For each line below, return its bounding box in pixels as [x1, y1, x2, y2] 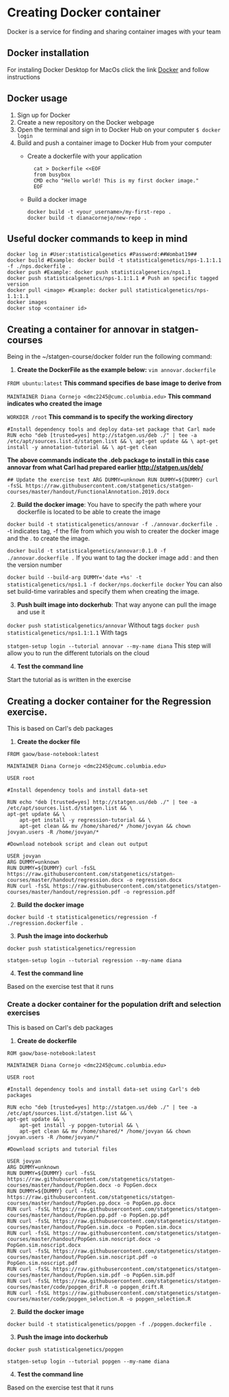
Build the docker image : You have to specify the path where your [16, 501, 202, 509]
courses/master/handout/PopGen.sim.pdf [7, 1272, 121, 1279]
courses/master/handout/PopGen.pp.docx [7, 1200, 121, 1207]
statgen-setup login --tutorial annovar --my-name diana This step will [7, 642, 211, 650]
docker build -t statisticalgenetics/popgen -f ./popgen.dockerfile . [7, 1321, 213, 1328]
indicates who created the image [7, 399, 103, 408]
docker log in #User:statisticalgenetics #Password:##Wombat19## [7, 251, 197, 258]
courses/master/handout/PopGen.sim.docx [7, 1224, 124, 1231]
